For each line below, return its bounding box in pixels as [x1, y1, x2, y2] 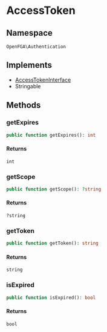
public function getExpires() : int [6, 132, 96, 138]
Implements [6, 60, 53, 70]
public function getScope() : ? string [6, 186, 102, 192]
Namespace [6, 28, 53, 38]
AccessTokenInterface [15, 76, 71, 83]
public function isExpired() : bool [6, 295, 96, 301]
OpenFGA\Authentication [6, 44, 66, 50]
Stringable [15, 82, 41, 90]
